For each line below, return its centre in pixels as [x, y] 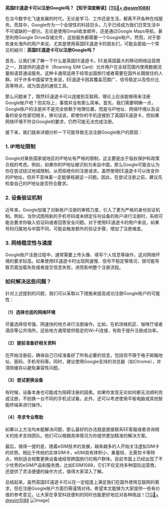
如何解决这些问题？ [28, 281]
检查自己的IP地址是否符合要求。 [38, 183]
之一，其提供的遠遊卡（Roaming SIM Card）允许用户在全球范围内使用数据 [81, 67]
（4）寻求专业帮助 [24, 417]
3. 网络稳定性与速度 [29, 243]
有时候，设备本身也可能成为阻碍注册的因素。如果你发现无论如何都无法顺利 [82, 392]
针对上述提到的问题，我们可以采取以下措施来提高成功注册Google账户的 [78, 293]
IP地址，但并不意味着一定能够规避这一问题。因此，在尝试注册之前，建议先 [86, 177]
